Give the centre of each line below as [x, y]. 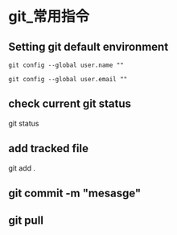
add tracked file [48, 148]
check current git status [70, 104]
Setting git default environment [88, 46]
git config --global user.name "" [66, 65]
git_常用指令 [49, 16]
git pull [26, 221]
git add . [22, 168]
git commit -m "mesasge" [75, 194]
